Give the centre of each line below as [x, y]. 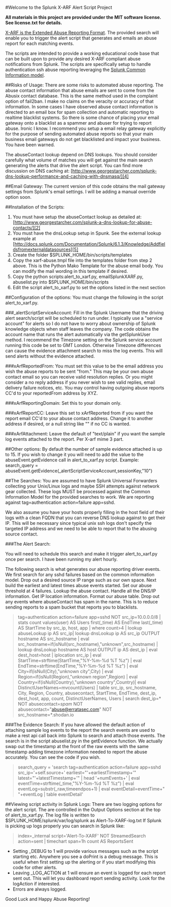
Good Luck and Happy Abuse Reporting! [48, 899]
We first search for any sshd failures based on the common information [80, 575]
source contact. [22, 534]
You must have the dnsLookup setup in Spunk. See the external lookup [87, 233]
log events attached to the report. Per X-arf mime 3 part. [64, 439]
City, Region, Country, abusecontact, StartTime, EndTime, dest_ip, [87, 693]
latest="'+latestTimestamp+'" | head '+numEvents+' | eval [79, 778]
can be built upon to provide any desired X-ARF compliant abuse [73, 59]
